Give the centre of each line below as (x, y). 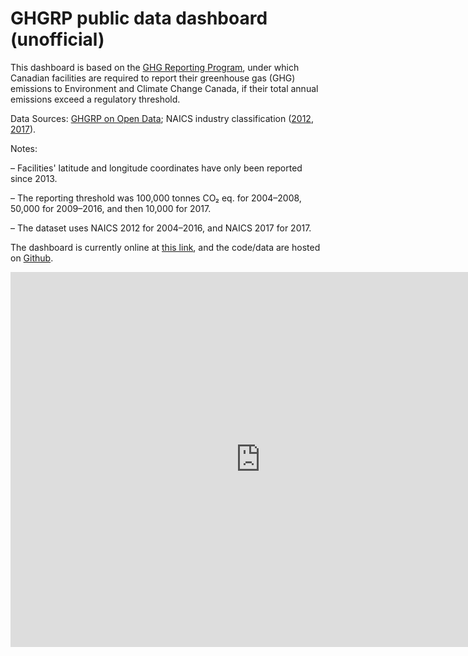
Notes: (24, 148)
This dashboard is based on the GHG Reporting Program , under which (155, 67)
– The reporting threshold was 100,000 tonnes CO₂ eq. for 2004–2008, (156, 198)
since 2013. (34, 178)
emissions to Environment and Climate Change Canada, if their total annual (164, 88)
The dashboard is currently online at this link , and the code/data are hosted (165, 247)
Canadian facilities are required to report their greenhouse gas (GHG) (153, 78)
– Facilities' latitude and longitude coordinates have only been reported (156, 168)
